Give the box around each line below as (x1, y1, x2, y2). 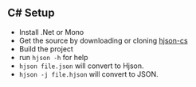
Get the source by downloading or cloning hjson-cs (18, 36, 188, 45)
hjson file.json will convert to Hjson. (18, 61, 144, 70)
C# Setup (7, 6, 55, 20)
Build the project (18, 43, 73, 54)
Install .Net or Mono (18, 27, 84, 36)
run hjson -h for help (18, 52, 88, 62)
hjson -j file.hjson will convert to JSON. (18, 69, 159, 78)
